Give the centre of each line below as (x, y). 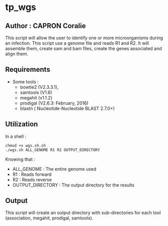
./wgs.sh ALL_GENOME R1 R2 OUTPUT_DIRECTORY (53, 150)
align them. (17, 54)
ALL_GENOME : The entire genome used (54, 169)
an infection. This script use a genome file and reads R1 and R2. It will (77, 43)
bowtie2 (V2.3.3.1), (39, 87)
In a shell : (16, 136)
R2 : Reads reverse (32, 179)
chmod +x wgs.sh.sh (26, 145)
